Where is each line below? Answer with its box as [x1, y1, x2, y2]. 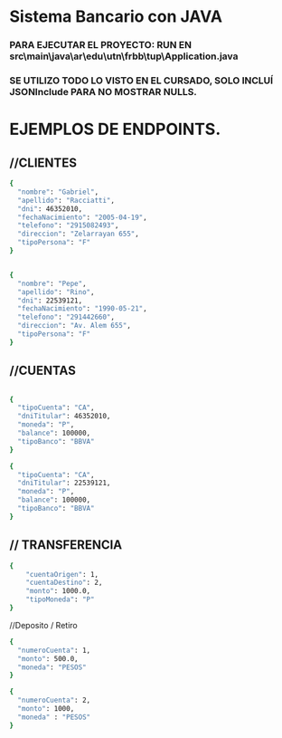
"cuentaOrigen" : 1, [25, 570, 99, 579]
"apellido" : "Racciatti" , [17, 196, 116, 205]
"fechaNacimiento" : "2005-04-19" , [17, 213, 147, 222]
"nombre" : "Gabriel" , [17, 187, 99, 196]
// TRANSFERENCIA [9, 537, 123, 553]
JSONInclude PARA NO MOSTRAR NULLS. [9, 86, 197, 99]
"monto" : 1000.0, [25, 587, 91, 596]
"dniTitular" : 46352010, [17, 412, 111, 421]
